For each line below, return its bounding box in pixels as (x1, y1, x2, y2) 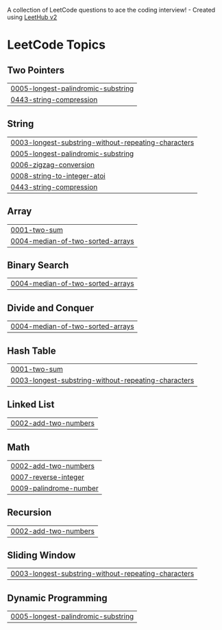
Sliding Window (7, 549, 76, 561)
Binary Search (7, 260, 69, 271)
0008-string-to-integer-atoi (10, 171, 106, 180)
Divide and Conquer (7, 302, 95, 314)
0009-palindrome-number (10, 483, 99, 493)
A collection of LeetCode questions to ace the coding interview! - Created (7, 6, 216, 14)
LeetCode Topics (7, 37, 106, 53)
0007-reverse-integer (10, 472, 84, 482)
